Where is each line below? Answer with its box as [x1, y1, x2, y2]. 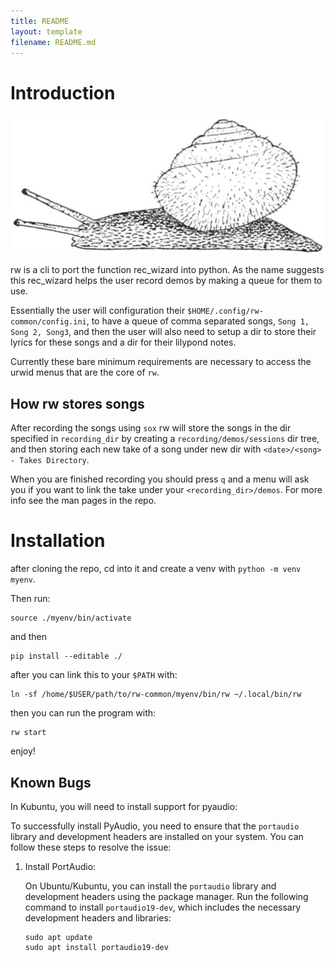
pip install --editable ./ [10, 651, 123, 662]
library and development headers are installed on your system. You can [10, 830, 304, 842]
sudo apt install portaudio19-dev [24, 942, 169, 952]
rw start [10, 728, 47, 738]
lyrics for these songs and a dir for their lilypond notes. [10, 336, 237, 349]
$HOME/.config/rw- [187, 306, 264, 317]
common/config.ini [10, 317, 87, 327]
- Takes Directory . [10, 454, 90, 466]
